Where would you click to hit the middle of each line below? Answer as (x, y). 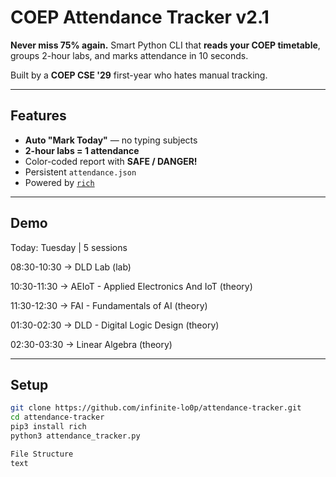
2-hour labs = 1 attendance (82, 150)
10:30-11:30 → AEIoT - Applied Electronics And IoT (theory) (131, 286)
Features (38, 116)
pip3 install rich (48, 427)
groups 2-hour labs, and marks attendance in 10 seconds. (129, 55)
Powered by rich (59, 182)
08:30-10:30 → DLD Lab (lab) (71, 267)
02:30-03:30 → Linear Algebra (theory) (91, 344)
